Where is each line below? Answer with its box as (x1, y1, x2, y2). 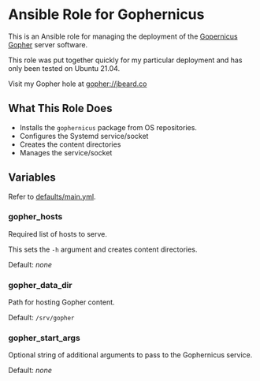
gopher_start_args (8, 333, 80, 344)
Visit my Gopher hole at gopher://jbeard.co (8, 79, 147, 88)
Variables (8, 171, 57, 185)
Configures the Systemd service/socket (19, 131, 149, 140)
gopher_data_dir (8, 279, 72, 290)
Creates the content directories (19, 140, 121, 149)
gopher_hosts (8, 211, 63, 222)
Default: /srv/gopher (8, 313, 75, 323)
